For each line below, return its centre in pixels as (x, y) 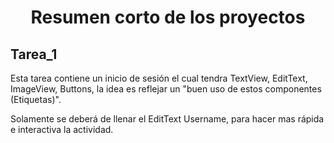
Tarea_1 (34, 54)
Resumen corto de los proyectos (168, 17)
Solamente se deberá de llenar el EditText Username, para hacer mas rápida (167, 119)
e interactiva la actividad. (62, 129)
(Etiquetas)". (36, 99)
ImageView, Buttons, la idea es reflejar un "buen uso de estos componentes (166, 89)
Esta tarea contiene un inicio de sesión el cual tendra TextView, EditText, (159, 78)
